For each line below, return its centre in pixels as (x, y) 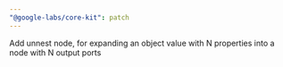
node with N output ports (55, 52)
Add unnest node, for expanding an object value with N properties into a (142, 43)
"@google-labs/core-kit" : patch (69, 17)
